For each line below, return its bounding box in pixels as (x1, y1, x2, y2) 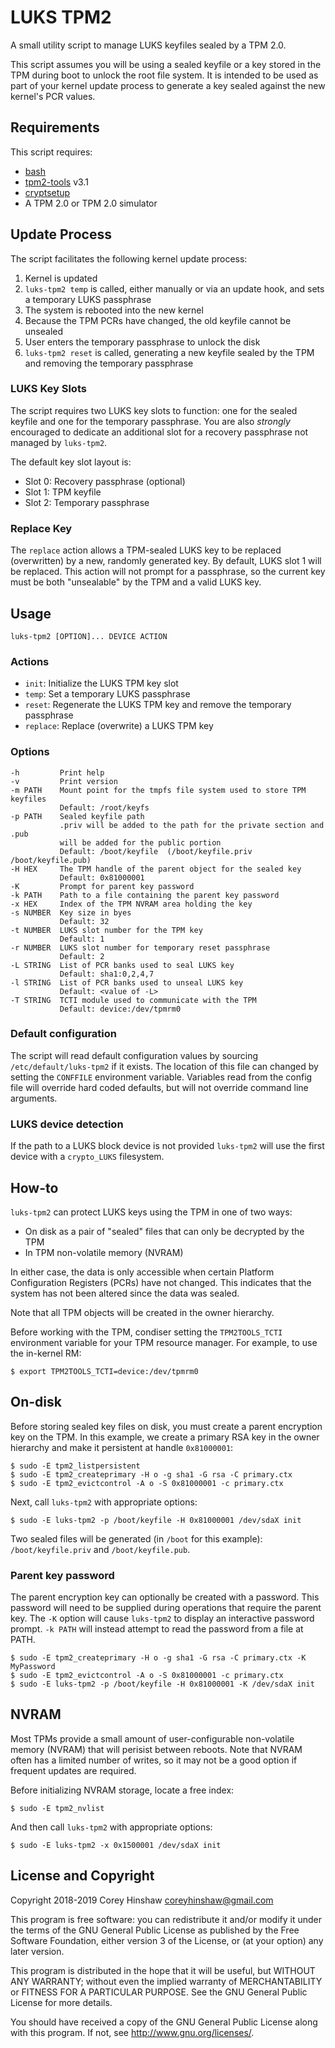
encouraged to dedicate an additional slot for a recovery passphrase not (10, 426, 309, 438)
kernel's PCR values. (10, 90, 96, 102)
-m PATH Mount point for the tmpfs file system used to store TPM (10, 785, 307, 795)
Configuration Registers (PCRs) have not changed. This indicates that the (10, 1276, 312, 1288)
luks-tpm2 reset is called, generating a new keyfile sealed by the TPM (24, 346, 315, 358)
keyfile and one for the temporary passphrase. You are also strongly (10, 415, 291, 427)
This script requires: (10, 146, 93, 158)
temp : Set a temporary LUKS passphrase (24, 688, 191, 700)
